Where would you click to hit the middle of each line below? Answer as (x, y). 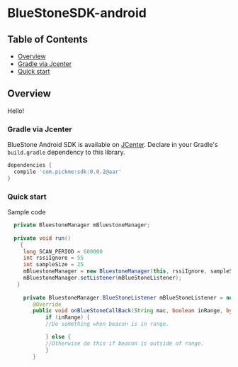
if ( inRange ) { (68, 317)
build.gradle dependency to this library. (66, 152)
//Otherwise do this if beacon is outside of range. (124, 343)
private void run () (42, 238)
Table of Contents (48, 39)
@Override (47, 304)
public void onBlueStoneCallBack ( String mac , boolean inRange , (128, 311)
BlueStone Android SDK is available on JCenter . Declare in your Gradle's (113, 145)
